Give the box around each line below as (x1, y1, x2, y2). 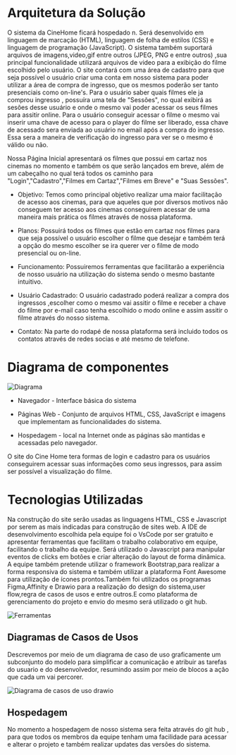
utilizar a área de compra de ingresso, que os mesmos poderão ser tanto (7, 80, 218, 89)
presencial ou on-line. (17, 249, 81, 257)
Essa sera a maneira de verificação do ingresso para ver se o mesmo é (7, 132, 213, 142)
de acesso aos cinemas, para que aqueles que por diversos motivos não (17, 197, 228, 206)
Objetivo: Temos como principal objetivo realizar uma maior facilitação (17, 190, 223, 199)
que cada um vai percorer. (7, 673, 84, 681)
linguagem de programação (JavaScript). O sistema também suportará (7, 43, 213, 51)
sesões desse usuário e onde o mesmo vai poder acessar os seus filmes (7, 103, 218, 111)
